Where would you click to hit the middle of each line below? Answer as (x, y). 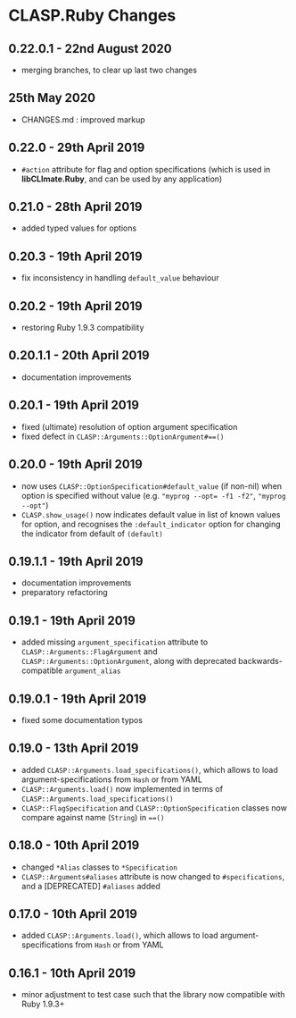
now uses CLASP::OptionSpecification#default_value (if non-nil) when (152, 486)
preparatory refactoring (64, 593)
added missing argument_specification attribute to (115, 642)
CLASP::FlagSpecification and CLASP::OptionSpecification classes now (154, 808)
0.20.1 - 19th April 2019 (74, 405)
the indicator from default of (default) (92, 534)
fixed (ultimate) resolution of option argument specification (129, 426)
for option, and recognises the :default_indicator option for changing (151, 524)
